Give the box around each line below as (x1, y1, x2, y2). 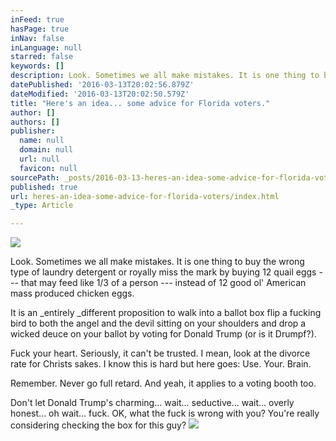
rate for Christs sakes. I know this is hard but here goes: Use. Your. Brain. (10, 358, 312, 370)
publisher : (10, 126, 56, 136)
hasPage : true (10, 24, 70, 34)
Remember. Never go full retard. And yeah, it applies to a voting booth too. (10, 377, 317, 390)
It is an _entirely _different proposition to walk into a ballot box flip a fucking (10, 307, 322, 319)
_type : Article (10, 201, 74, 211)
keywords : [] (10, 61, 65, 71)
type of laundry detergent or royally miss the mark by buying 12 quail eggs (10, 266, 317, 278)
